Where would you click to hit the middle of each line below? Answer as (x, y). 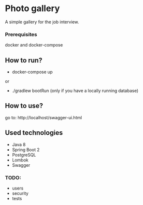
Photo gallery (33, 8)
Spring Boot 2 (26, 150)
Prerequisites (21, 34)
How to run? (24, 60)
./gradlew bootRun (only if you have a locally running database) (75, 91)
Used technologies (34, 133)
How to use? (24, 106)
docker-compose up (32, 72)
